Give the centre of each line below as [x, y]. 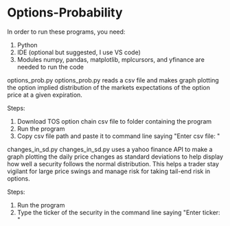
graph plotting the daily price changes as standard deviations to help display [115, 157]
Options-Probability [65, 13]
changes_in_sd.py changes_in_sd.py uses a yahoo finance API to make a [110, 149]
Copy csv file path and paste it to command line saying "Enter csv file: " [118, 136]
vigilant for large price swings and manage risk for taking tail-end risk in [109, 171]
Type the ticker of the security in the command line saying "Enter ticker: [119, 212]
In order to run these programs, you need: [66, 32]
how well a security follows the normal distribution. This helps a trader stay [113, 163]
